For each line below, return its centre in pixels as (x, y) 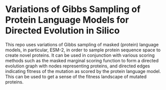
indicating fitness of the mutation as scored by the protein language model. (83, 71)
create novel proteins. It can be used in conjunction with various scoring (80, 55)
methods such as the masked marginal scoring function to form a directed (82, 60)
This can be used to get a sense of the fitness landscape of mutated (76, 76)
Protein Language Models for (67, 20)
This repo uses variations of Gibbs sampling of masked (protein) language (82, 44)
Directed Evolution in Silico (62, 31)
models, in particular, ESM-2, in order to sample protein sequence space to (83, 50)
